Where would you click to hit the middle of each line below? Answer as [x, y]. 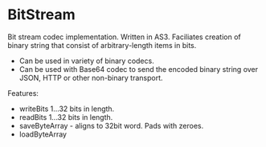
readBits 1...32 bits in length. [66, 117]
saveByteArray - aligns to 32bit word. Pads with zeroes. [111, 125]
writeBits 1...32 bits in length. [67, 109]
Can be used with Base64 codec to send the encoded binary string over [139, 69]
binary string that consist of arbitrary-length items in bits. [102, 45]
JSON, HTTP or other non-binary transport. [91, 77]
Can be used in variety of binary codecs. [86, 61]
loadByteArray [43, 134]
